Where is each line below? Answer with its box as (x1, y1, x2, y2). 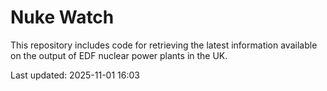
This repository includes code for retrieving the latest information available (10, 39, 318, 51)
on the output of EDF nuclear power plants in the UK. (10, 49, 228, 61)
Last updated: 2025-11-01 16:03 (10, 69, 140, 81)
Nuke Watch (10, 6, 115, 29)
